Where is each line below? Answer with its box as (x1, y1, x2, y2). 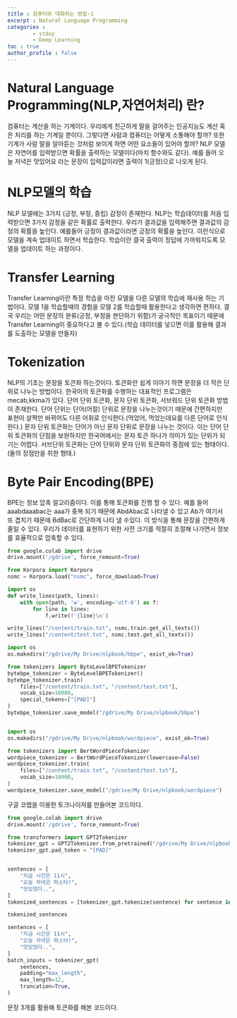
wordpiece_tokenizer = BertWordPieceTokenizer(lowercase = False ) (7, 754, 200, 761)
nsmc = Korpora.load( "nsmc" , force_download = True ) (7, 573, 159, 580)
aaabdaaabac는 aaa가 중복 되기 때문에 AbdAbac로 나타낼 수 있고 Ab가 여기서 (7, 507, 224, 515)
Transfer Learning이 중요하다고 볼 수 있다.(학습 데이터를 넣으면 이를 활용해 (7, 320, 214, 329)
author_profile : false (7, 50, 78, 57)
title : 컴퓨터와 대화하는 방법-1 (7, 10, 94, 18)
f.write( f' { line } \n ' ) (44, 612, 109, 619)
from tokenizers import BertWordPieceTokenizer (7, 747, 150, 754)
